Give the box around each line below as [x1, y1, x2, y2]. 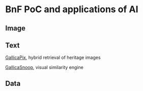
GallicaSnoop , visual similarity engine [5, 65, 84, 71]
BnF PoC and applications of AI [5, 4, 138, 15]
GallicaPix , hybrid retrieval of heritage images [5, 54, 101, 60]
